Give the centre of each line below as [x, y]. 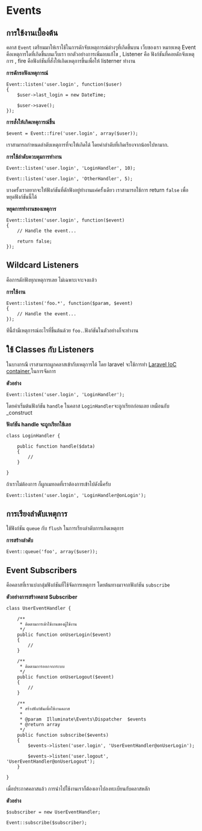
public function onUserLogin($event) [64, 635]
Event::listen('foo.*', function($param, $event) [70, 303]
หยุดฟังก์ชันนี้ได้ [22, 197]
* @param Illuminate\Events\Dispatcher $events [83, 719]
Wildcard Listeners [43, 265]
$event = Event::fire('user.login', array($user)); [72, 133]
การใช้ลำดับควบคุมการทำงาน [34, 157]
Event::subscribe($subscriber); [47, 823]
